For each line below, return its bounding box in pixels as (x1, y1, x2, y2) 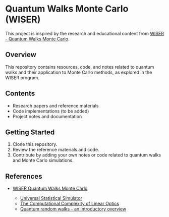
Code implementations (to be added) (12, 108, 89, 114)
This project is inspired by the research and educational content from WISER (5, 30, 164, 36)
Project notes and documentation (12, 113, 82, 119)
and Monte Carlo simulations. (12, 157, 74, 164)
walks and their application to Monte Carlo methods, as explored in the (5, 69, 152, 75)
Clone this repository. (12, 141, 58, 147)
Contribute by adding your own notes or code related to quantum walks (12, 152, 161, 158)
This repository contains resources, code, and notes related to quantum (5, 64, 154, 70)
